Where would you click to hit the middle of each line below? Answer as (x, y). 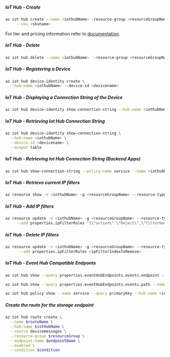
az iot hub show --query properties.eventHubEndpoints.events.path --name (86, 284)
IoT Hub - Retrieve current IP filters (42, 183)
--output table (26, 147)
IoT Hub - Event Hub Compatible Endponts (51, 263)
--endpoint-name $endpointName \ (45, 341)
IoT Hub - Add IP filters (30, 206)
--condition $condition (35, 350)
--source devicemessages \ (38, 331)
